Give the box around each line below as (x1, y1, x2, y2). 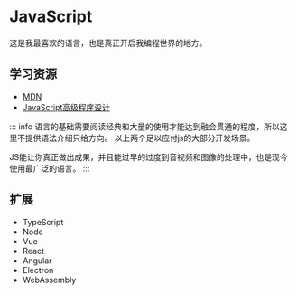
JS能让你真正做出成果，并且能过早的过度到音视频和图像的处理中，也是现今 (9, 151, 288, 162)
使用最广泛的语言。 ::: (9, 163, 90, 174)
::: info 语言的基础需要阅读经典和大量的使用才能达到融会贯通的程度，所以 (9, 120, 280, 132)
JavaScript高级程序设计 (22, 101, 111, 112)
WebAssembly (22, 274, 77, 285)
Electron (22, 264, 54, 275)
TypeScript (22, 216, 64, 227)
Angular (22, 255, 52, 266)
